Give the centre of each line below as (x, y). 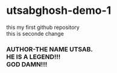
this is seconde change (35, 33)
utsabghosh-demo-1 (59, 11)
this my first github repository (43, 27)
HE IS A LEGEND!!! (33, 57)
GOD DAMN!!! (27, 64)
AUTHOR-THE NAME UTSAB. (50, 49)
